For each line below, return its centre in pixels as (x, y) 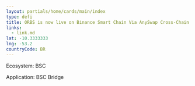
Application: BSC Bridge (35, 77)
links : (14, 28)
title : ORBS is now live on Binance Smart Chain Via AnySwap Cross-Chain (98, 22)
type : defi (19, 17)
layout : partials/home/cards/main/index (56, 11)
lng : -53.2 (19, 44)
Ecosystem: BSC (26, 66)
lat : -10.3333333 (27, 38)
